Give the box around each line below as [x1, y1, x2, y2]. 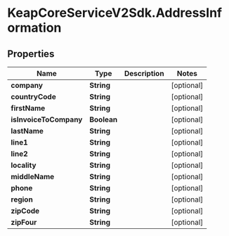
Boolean [89, 114, 118, 124]
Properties [7, 48, 55, 60]
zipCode [11, 206, 40, 216]
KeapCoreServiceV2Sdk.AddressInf [7, 5, 223, 21]
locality [11, 160, 37, 170]
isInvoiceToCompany [11, 114, 83, 124]
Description [124, 69, 164, 78]
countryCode [11, 92, 56, 101]
